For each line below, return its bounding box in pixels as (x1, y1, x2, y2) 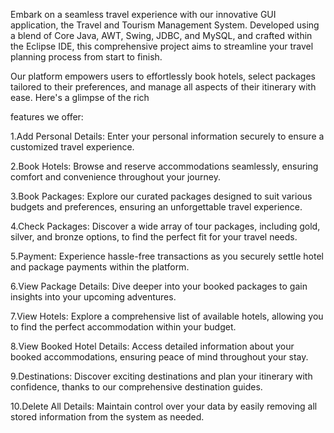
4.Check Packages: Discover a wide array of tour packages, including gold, (10, 220, 321, 232)
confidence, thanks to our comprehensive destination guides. (10, 381, 263, 393)
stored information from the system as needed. (10, 411, 205, 423)
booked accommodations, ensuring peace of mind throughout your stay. (10, 351, 309, 363)
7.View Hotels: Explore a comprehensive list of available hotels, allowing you (10, 310, 324, 322)
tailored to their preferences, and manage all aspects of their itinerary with (10, 81, 317, 93)
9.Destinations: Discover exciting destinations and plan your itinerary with (10, 370, 313, 382)
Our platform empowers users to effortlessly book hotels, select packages (10, 70, 316, 82)
